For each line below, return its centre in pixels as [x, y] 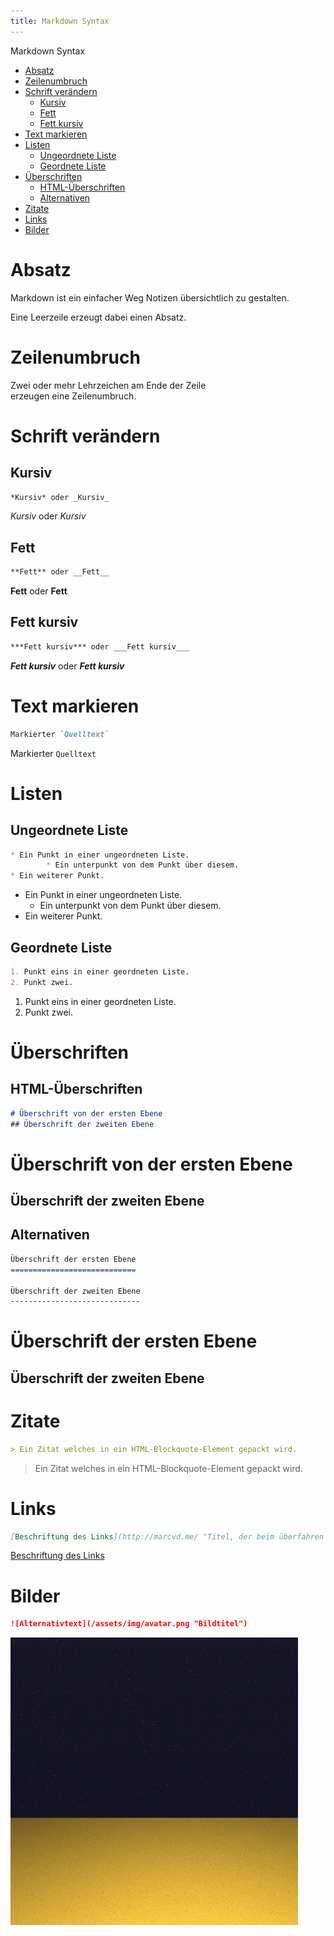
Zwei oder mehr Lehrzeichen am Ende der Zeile [108, 385]
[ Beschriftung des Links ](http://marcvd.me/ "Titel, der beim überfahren [167, 1536]
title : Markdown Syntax [60, 21]
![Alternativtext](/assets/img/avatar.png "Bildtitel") [129, 1624]
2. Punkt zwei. [42, 982]
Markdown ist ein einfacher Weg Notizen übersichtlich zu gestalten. [150, 297]
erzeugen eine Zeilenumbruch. [73, 396]
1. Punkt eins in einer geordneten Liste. [100, 972]
